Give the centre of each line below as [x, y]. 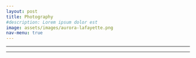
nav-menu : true [24, 33]
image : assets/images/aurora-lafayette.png [60, 28]
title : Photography [30, 17]
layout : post [22, 11]
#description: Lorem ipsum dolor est [52, 22]
